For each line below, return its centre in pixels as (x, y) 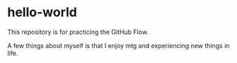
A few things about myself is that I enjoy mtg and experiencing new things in (118, 45)
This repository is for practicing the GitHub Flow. (78, 32)
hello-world (42, 12)
